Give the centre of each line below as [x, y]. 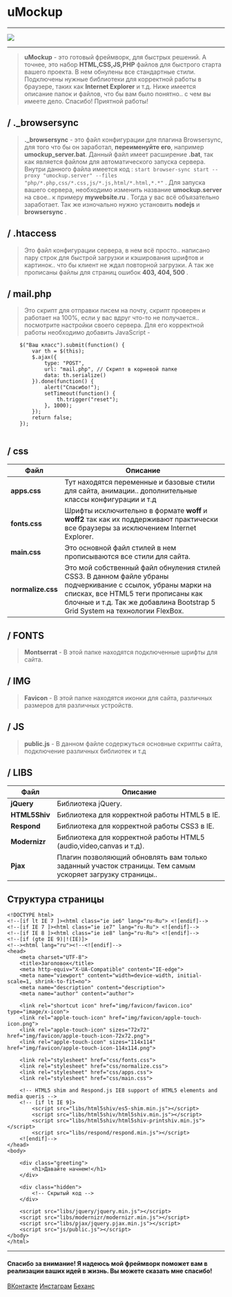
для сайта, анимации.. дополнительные [131, 491]
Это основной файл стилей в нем [120, 548]
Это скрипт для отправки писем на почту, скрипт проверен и [115, 310]
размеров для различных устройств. [78, 705]
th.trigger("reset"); [87, 400]
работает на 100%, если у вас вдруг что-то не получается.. [112, 318]
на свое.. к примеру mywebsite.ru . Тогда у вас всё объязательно [122, 197]
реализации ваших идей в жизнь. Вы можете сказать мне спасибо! [110, 1271]
